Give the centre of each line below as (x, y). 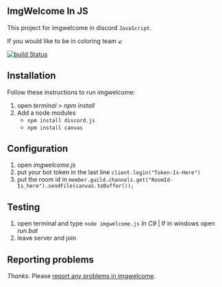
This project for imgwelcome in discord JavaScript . (79, 27)
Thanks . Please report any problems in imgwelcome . (82, 276)
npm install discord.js (61, 120)
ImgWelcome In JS (48, 11)
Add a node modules (47, 113)
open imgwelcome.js (46, 165)
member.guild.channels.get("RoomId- (121, 180)
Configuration (38, 149)
